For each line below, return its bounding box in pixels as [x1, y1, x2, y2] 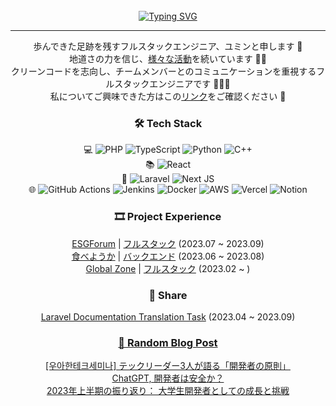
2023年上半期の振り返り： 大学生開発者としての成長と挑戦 [46, 385, 290, 397]
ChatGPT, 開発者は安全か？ [111, 372, 225, 384]
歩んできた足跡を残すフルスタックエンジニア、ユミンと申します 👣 [33, 40, 303, 52]
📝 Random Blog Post [118, 335, 218, 349]
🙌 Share [148, 288, 188, 302]
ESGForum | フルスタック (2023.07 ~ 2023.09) [71, 237, 265, 249]
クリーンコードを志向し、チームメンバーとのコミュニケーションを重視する [10, 65, 317, 77]
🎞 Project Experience [114, 210, 222, 224]
